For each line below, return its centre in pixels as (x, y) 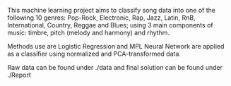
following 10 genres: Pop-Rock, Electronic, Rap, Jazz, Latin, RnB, (101, 18)
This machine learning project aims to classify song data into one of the (111, 10)
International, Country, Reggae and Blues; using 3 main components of (110, 25)
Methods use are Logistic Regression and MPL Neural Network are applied (116, 46)
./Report (19, 75)
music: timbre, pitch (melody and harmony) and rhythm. (88, 32)
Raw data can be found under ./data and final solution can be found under (115, 67)
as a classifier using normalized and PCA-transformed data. (94, 54)
